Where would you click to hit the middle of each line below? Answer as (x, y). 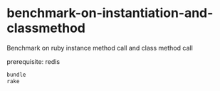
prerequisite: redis (33, 61)
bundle (16, 75)
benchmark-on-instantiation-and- (110, 13)
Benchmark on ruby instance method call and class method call (100, 48)
